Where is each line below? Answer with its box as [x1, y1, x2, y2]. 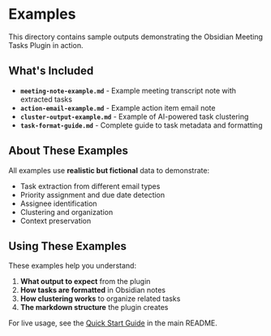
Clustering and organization [19, 207, 114, 216]
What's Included [8, 64, 94, 78]
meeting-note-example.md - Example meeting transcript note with [19, 85, 237, 95]
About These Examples [8, 144, 128, 158]
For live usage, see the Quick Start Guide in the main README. [8, 318, 217, 328]
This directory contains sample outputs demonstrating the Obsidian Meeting [8, 32, 264, 41]
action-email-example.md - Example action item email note [19, 103, 216, 112]
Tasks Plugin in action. [8, 40, 84, 50]
